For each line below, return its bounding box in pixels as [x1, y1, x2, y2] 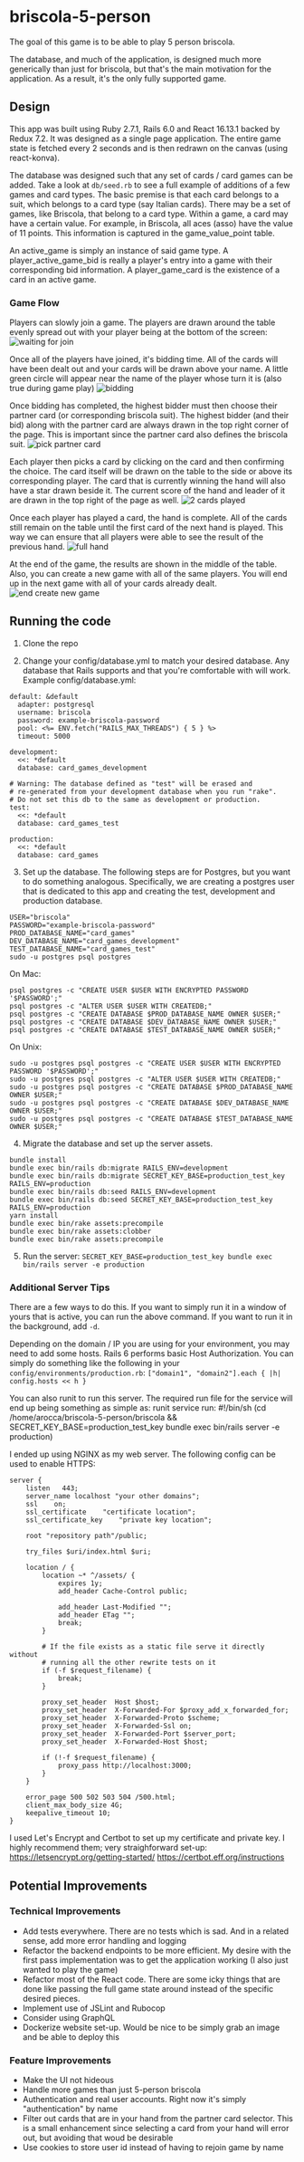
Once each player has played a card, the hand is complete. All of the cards [9, 512, 288, 523]
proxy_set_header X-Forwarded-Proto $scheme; [42, 1714, 221, 1723]
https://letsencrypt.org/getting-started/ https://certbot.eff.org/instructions [9, 1851, 285, 1862]
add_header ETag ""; [57, 1611, 136, 1620]
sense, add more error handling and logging [22, 1935, 187, 1946]
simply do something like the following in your [9, 1358, 181, 1369]
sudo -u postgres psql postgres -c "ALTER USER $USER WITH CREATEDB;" [9, 1075, 281, 1084]
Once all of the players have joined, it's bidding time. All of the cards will [9, 354, 279, 365]
